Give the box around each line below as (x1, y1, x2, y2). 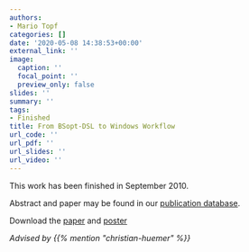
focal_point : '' (17, 72, 78, 81)
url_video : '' (9, 155, 63, 165)
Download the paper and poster (9, 215, 128, 226)
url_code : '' (9, 130, 59, 139)
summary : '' (9, 96, 54, 106)
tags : (9, 105, 30, 114)
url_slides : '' (9, 147, 67, 156)
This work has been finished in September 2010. (9, 180, 189, 191)
